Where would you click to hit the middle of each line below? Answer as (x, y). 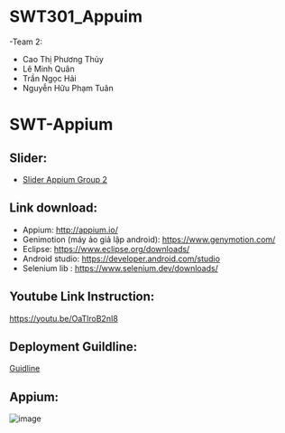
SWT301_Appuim (76, 17)
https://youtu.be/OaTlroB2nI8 (64, 318)
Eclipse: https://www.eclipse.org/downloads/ (106, 249)
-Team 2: (26, 42)
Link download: (53, 208)
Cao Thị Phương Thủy (63, 59)
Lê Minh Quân (48, 69)
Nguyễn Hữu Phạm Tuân (68, 88)
